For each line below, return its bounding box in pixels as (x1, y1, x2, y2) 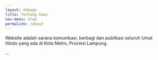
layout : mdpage (5, 7, 37, 12)
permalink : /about (5, 21, 44, 26)
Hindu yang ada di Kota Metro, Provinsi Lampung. (5, 40, 108, 46)
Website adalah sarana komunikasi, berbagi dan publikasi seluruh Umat (5, 35, 153, 41)
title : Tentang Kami (5, 12, 49, 17)
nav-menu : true (5, 16, 37, 21)
